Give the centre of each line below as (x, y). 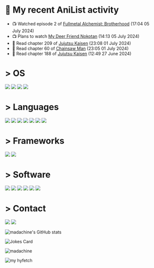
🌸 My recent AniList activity (62, 10)
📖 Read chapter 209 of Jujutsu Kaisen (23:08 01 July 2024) (71, 43)
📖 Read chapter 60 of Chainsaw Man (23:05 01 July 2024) (70, 48)
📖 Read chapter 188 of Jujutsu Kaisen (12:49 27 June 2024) (72, 54)
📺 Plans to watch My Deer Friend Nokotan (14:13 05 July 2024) (76, 36)
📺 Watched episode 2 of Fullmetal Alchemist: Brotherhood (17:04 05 (81, 23)
